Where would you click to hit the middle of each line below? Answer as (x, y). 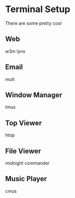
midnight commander (27, 163)
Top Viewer (23, 123)
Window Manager (34, 95)
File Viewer (23, 151)
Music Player (26, 179)
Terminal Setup (38, 9)
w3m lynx (15, 51)
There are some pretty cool (33, 23)
